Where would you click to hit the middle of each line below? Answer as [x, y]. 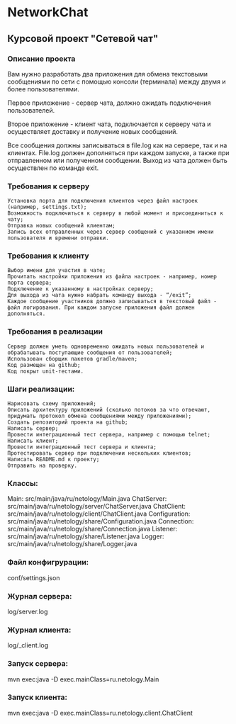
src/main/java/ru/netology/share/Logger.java [72, 544]
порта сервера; [30, 283]
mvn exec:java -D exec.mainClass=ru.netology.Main [83, 679]
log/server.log [28, 611]
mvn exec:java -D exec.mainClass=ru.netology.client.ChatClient [100, 713]
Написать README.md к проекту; [54, 460]
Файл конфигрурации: [48, 562]
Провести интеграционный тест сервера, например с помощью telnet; [109, 435]
